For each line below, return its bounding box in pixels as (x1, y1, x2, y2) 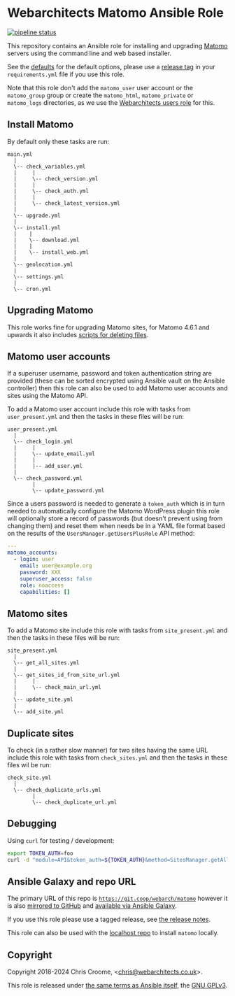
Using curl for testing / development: (7, 836, 115, 844)
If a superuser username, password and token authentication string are (7, 369, 212, 378)
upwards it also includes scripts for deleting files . (7, 330, 149, 339)
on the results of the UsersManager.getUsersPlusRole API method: (7, 529, 195, 538)
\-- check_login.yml (13, 439, 73, 446)
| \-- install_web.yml (13, 248, 90, 256)
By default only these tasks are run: (7, 137, 110, 145)
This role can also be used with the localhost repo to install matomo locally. (7, 929, 219, 937)
